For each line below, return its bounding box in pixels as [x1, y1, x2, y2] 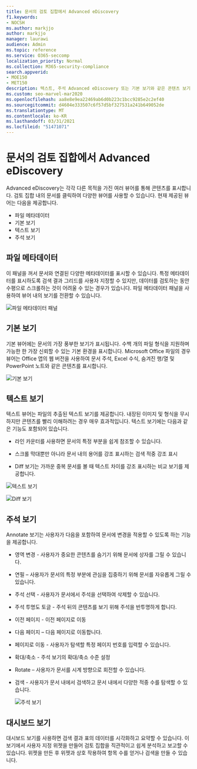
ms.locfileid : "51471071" [6, 124, 69, 130]
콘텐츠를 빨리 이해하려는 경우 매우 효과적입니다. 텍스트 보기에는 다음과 [21, 418, 182, 425]
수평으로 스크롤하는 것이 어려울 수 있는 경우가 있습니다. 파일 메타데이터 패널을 [6, 284, 183, 291]
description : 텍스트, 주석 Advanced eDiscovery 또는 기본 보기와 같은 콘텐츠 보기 [6, 86, 191, 92]
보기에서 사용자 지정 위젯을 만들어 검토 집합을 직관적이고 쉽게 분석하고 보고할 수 [6, 742, 188, 749]
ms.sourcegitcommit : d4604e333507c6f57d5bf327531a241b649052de [6, 102, 165, 108]
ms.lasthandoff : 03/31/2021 [6, 119, 75, 125]
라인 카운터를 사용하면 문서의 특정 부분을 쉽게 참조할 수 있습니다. [14, 438, 162, 445]
